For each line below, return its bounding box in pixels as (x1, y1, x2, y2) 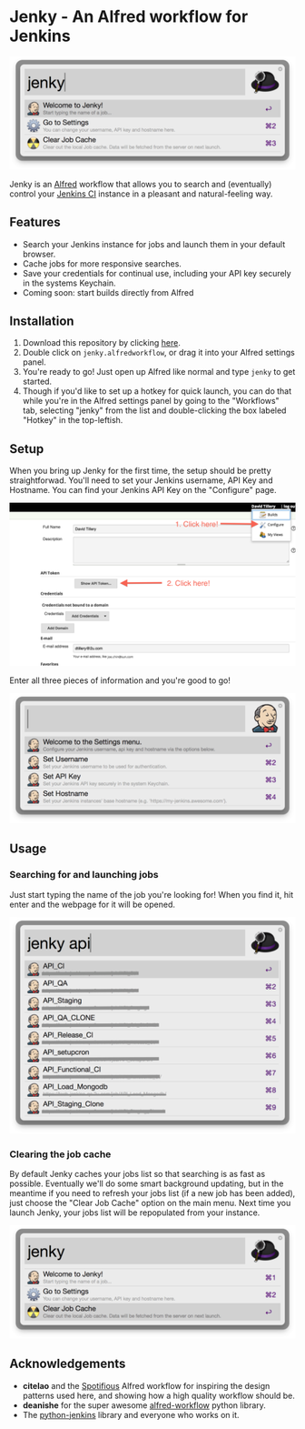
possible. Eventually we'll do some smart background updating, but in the (9, 1178, 284, 1189)
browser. (22, 248, 56, 259)
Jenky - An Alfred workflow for (9, 6, 249, 27)
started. (22, 376, 53, 387)
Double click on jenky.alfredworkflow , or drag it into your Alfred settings (22, 347, 295, 358)
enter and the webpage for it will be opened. (9, 899, 175, 910)
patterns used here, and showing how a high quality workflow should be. (22, 1390, 295, 1401)
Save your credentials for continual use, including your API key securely (22, 267, 292, 278)
